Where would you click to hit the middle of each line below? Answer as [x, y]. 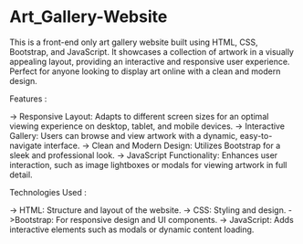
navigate [26, 145]
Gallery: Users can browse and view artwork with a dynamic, [124, 135]
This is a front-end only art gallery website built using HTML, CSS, [134, 42]
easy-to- [256, 135]
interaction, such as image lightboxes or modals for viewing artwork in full [148, 164]
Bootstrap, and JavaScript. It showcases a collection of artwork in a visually [152, 51]
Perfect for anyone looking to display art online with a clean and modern [145, 71]
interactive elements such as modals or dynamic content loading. [132, 229]
